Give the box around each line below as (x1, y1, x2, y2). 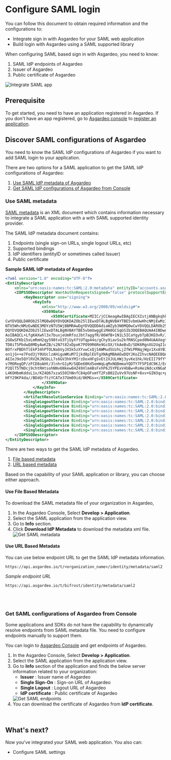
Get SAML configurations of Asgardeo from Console (5, 610, 137, 617)
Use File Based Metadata (5, 488, 59, 495)
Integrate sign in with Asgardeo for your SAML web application (12, 36, 145, 42)
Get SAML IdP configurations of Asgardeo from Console (12, 185, 131, 191)
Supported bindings (12, 245, 54, 251)
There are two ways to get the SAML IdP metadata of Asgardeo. (5, 446, 139, 452)
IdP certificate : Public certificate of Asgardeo (20, 690, 118, 696)
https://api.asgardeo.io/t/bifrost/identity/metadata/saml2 (5, 583, 136, 588)
